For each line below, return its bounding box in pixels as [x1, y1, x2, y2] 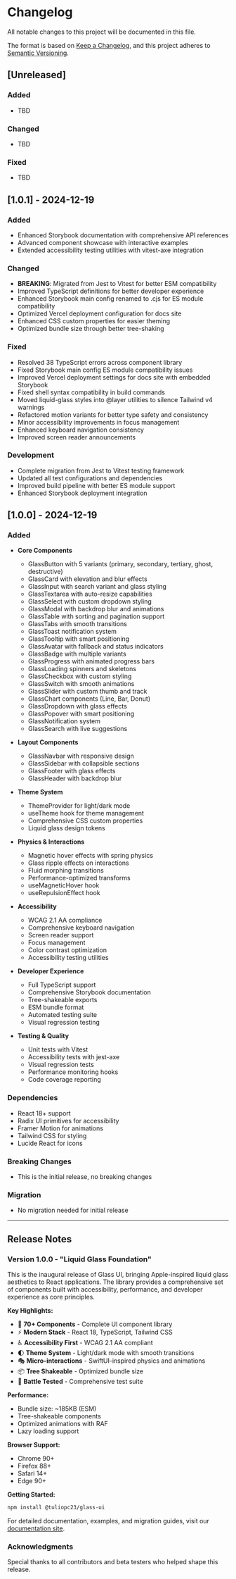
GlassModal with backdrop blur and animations [27, 605, 164, 613]
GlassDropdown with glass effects [27, 702, 128, 711]
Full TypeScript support [27, 980, 96, 990]
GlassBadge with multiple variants [27, 649, 126, 659]
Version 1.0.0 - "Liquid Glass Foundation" [7, 1254, 152, 1264]
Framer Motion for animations [17, 1124, 104, 1132]
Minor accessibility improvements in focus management [17, 418, 180, 426]
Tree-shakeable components [17, 1412, 102, 1421]
